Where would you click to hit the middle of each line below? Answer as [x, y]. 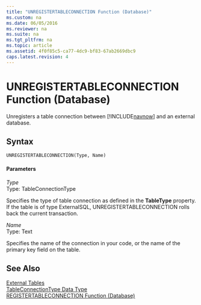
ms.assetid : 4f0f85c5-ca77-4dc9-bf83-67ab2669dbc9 [71, 51]
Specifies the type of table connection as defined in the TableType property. [101, 201]
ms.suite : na [23, 34]
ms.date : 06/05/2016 [32, 23]
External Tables [26, 283]
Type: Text [20, 231]
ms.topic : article [29, 46]
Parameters [21, 169]
